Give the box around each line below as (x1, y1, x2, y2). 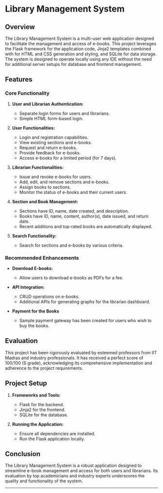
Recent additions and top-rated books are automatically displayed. (19, 223, 153, 229)
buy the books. (19, 323, 49, 329)
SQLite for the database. (19, 411, 68, 418)
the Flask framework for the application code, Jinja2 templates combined (5, 46, 151, 51)
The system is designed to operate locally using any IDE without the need (5, 56, 152, 62)
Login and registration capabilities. (19, 134, 89, 140)
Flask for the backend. (19, 401, 65, 407)
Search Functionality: (12, 233, 57, 239)
